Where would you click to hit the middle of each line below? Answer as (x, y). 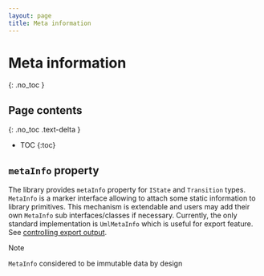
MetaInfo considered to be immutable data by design (95, 264)
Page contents (45, 110)
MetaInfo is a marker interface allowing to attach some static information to (132, 198)
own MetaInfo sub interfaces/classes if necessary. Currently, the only (123, 215)
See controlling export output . (58, 233)
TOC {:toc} (38, 145)
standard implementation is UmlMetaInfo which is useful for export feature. (131, 224)
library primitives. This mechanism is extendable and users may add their (129, 207)
